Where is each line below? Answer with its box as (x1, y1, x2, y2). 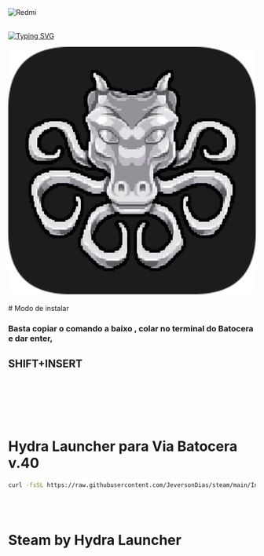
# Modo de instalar (8, 304, 69, 313)
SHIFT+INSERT (8, 357, 83, 371)
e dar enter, (8, 333, 53, 344)
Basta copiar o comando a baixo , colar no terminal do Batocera (8, 323, 254, 334)
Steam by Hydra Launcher (8, 531, 182, 549)
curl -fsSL (8, 481, 44, 489)
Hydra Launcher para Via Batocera (8, 437, 238, 455)
